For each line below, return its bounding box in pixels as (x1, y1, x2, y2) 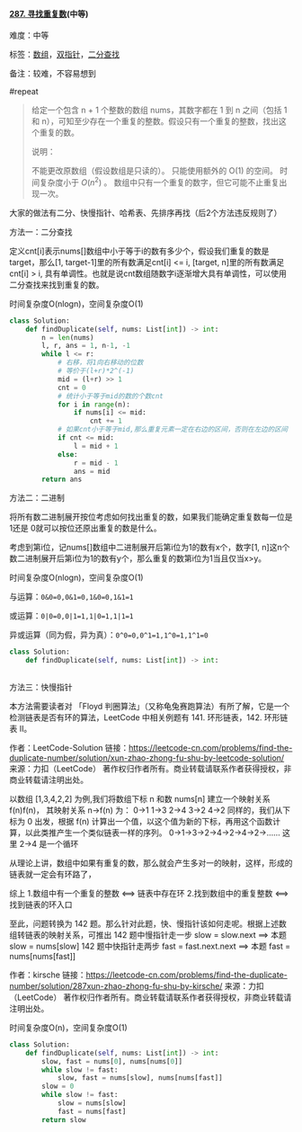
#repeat (9, 86, 39, 97)
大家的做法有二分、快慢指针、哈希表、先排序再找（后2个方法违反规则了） (9, 207, 282, 218)
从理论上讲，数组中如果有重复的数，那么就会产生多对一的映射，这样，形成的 (9, 857, 293, 868)
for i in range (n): (57, 400, 130, 409)
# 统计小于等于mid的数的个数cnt (57, 391, 164, 400)
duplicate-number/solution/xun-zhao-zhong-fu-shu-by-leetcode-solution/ (9, 752, 285, 763)
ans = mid (73, 467, 111, 476)
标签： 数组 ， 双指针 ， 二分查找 (9, 49, 120, 60)
